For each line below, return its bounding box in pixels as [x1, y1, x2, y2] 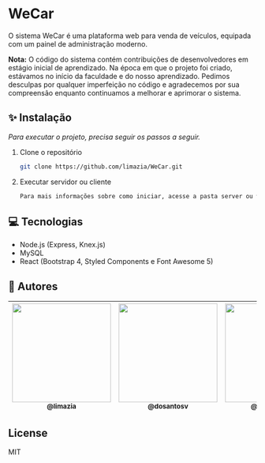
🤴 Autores [8, 280, 58, 293]
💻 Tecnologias [8, 215, 84, 228]
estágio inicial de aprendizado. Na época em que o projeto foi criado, [8, 62, 233, 72]
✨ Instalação [8, 111, 73, 125]
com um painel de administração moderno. [8, 39, 148, 48]
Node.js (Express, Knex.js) [19, 240, 106, 250]
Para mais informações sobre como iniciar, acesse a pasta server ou [19, 192, 254, 200]
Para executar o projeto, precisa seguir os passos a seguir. [8, 132, 201, 141]
